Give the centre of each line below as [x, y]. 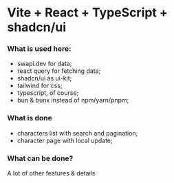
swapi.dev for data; [44, 64]
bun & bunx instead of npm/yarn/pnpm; [73, 100]
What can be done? [40, 158]
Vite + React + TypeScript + [88, 13]
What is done [30, 118]
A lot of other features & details [51, 173]
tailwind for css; [40, 86]
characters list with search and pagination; [77, 133]
